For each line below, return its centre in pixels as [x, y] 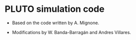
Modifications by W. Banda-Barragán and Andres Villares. [72, 32]
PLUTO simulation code [55, 9]
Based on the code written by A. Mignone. [55, 23]
